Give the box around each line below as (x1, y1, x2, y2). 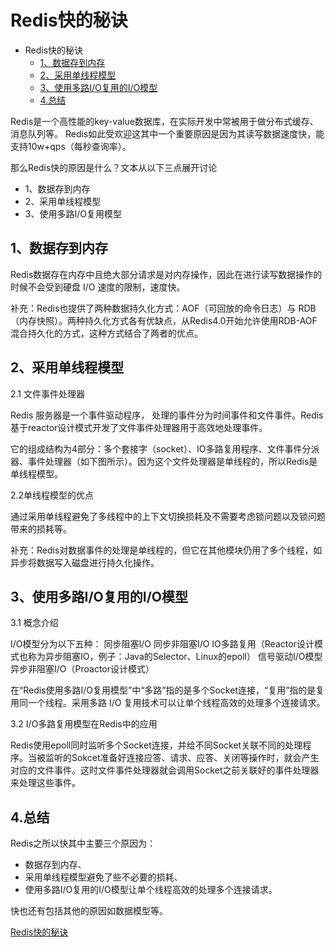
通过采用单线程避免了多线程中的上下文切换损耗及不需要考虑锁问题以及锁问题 (10, 510, 326, 522)
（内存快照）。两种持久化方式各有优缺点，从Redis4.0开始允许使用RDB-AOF (10, 314, 318, 326)
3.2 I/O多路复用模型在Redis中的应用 (10, 718, 158, 730)
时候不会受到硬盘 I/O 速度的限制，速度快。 (10, 281, 186, 293)
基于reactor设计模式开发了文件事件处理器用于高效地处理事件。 (10, 421, 268, 433)
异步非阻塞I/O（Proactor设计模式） (10, 663, 155, 675)
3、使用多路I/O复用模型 (24, 207, 122, 220)
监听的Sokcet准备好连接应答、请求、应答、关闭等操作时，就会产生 (44, 752, 320, 764)
